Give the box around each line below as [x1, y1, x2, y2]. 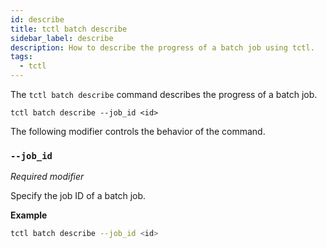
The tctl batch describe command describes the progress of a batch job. [10, 89, 318, 100]
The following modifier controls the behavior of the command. [10, 126, 266, 137]
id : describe [10, 14, 65, 25]
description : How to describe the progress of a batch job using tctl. [10, 42, 315, 53]
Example [10, 209, 48, 221]
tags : [10, 52, 33, 62]
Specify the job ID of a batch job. [10, 190, 147, 202]
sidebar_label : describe [10, 33, 114, 43]
